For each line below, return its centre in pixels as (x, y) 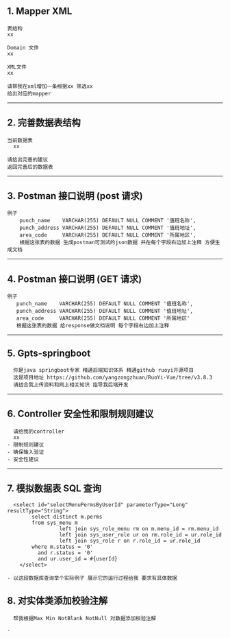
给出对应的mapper (29, 93)
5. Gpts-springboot (49, 353)
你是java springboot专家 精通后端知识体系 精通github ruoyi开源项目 (103, 370)
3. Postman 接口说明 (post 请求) (75, 196)
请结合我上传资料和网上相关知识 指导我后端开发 (71, 385)
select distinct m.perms (67, 517)
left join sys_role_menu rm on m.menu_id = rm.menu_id (139, 529)
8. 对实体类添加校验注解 (57, 601)
